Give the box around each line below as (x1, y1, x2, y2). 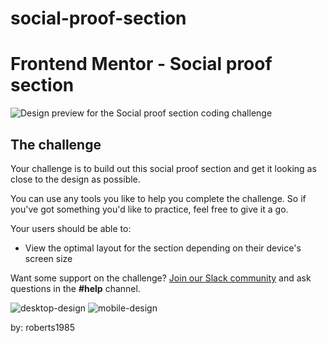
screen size (24, 252, 73, 264)
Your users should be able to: (10, 222, 132, 234)
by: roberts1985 (10, 321, 75, 333)
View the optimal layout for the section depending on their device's (24, 242, 302, 254)
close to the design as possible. (10, 173, 141, 185)
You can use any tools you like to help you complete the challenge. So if (10, 192, 307, 204)
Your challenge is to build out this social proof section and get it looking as (10, 162, 317, 174)
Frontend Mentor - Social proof (10, 53, 273, 76)
